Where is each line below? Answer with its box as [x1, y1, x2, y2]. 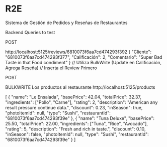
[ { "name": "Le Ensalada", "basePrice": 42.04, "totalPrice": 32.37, [5, 94, 142, 100]
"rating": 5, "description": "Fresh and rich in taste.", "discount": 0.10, [5, 126, 146, 132]
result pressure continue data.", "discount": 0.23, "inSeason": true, [5, 104, 143, 110]
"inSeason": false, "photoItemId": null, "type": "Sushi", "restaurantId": [5, 131, 149, 137]
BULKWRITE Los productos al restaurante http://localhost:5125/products [5, 84, 155, 90]
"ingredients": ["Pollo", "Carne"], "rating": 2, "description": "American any [5, 99, 158, 105]
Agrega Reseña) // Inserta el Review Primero [5, 65, 97, 71]
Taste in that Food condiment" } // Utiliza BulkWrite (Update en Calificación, [5, 59, 162, 65]
